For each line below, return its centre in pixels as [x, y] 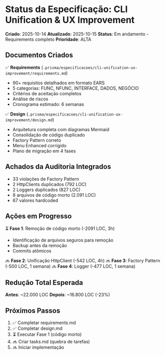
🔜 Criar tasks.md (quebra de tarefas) [51, 342]
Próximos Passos [33, 310]
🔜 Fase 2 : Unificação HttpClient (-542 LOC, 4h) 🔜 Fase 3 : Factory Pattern [83, 261]
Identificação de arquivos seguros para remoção [63, 240]
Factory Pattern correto [37, 140]
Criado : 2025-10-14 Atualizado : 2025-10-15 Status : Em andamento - [77, 34]
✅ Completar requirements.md [44, 323]
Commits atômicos [32, 251]
